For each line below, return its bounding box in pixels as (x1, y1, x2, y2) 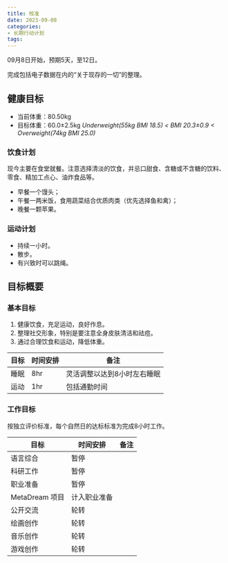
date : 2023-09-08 (7, 17, 57, 24)
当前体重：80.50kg (17, 112, 71, 120)
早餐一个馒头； (17, 188, 60, 196)
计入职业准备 (71, 492, 113, 502)
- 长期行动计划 (7, 29, 45, 37)
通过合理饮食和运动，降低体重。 (17, 337, 108, 346)
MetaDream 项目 (10, 492, 65, 502)
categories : (7, 23, 41, 30)
